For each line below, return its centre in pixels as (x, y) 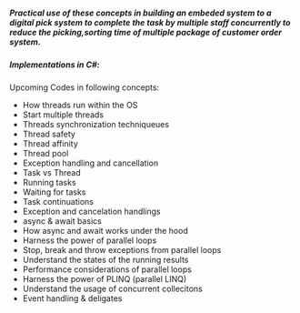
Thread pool (45, 154)
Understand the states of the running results (105, 260)
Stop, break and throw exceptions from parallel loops (122, 250)
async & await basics (62, 221)
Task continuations (58, 202)
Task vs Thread (51, 173)
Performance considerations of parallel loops (107, 269)
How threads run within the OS (80, 106)
